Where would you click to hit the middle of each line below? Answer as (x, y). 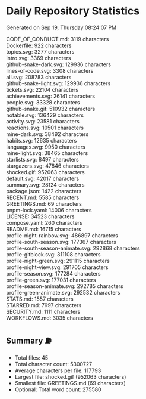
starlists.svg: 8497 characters (42, 159)
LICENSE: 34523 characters (40, 216)
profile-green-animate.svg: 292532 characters (63, 292)
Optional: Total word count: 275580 (58, 389)
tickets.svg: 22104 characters (42, 89)
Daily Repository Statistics (73, 11)
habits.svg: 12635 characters (42, 140)
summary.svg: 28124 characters (45, 185)
